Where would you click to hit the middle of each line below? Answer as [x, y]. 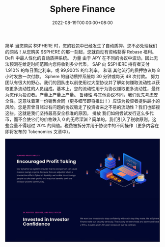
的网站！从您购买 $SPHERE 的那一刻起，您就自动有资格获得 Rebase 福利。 [81, 52]
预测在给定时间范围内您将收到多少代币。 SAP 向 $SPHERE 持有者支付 [79, 64]
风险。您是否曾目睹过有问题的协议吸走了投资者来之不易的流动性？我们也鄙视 [82, 107]
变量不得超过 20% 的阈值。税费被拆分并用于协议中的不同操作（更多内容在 [84, 125]
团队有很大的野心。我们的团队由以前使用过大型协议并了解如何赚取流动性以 [80, 82]
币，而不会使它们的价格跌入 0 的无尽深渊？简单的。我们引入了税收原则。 [79, 119]
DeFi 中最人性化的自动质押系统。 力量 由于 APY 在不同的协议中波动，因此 [79, 58]
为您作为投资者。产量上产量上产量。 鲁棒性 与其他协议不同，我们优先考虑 [79, 95]
